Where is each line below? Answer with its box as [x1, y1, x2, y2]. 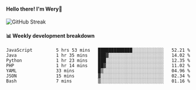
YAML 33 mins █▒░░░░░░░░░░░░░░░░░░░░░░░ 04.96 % [6, 68, 191, 74]
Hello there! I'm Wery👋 [6, 5, 63, 12]
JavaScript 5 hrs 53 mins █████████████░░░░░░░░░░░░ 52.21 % [6, 48, 191, 54]
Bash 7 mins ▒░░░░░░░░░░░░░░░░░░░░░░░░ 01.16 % [6, 78, 191, 84]
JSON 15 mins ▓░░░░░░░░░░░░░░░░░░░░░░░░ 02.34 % [6, 73, 191, 79]
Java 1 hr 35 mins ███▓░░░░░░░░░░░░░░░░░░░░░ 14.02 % [6, 52, 191, 59]
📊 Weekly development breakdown [6, 32, 95, 39]
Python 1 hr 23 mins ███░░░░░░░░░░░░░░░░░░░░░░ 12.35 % [6, 58, 191, 64]
